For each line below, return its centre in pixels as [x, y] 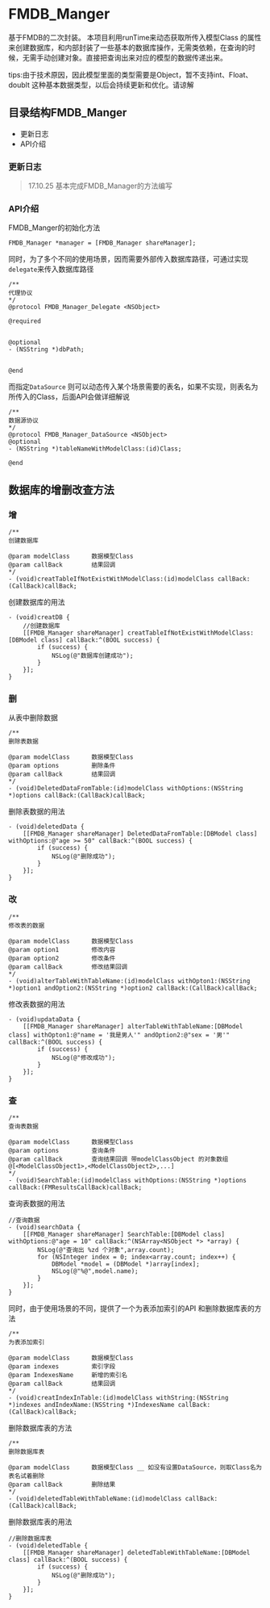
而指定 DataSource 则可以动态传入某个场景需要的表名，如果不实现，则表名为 [133, 387]
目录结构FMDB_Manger [68, 113]
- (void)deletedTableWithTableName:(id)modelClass [95, 1498]
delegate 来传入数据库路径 [51, 269]
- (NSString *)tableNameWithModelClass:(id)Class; [95, 449]
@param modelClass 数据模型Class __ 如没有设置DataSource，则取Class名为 [135, 1467]
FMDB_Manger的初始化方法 [54, 228]
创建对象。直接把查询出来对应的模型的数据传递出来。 [139, 57]
